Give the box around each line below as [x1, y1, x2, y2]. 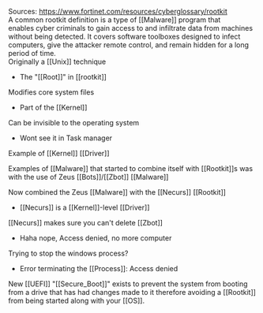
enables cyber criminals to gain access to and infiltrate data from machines [8, 24, 254, 32]
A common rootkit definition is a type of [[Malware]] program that [8, 15, 221, 24]
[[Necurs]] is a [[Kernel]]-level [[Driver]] [19, 203, 150, 212]
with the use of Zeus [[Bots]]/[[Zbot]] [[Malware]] [8, 173, 169, 181]
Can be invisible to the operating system [8, 118, 140, 127]
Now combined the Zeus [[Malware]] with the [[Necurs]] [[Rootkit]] [8, 188, 227, 196]
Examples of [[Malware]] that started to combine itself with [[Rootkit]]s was [8, 164, 254, 173]
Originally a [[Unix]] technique [8, 57, 107, 66]
